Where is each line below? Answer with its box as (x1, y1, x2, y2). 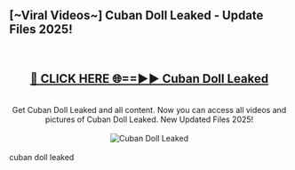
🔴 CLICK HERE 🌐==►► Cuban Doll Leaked (29, 71, 269, 86)
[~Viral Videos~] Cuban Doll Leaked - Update (9, 8, 264, 23)
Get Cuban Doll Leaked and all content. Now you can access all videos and (12, 104, 287, 115)
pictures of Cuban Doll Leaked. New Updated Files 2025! (44, 114, 254, 125)
